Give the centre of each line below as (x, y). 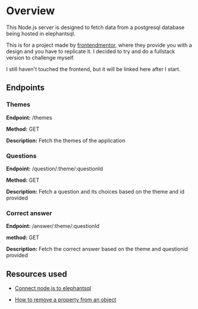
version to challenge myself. (41, 57)
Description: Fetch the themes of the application (66, 140)
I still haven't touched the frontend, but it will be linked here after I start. (93, 69)
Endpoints (25, 88)
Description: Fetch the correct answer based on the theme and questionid (97, 249)
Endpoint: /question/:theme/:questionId (55, 168)
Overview (31, 11)
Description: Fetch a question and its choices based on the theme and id (95, 191)
